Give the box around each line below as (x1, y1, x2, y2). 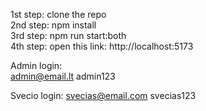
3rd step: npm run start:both (10, 30, 127, 41)
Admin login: (10, 60, 63, 71)
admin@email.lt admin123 (10, 70, 116, 82)
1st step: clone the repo (10, 9, 107, 20)
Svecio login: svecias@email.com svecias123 (10, 90, 197, 101)
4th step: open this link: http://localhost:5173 (10, 40, 194, 52)
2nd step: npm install (10, 19, 97, 31)
